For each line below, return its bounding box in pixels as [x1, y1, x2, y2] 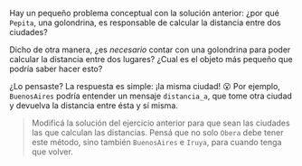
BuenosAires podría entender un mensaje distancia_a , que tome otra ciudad [9, 90, 292, 101]
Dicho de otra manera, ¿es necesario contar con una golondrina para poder [9, 44, 291, 55]
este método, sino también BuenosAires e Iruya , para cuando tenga [31, 137, 282, 147]
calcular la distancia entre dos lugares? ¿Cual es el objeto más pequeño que [9, 54, 293, 64]
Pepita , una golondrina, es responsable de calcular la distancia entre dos [9, 17, 282, 28]
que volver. [31, 146, 74, 157]
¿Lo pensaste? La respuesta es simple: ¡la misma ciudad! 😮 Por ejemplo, [9, 81, 280, 91]
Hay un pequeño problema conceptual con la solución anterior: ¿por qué [9, 8, 280, 18]
